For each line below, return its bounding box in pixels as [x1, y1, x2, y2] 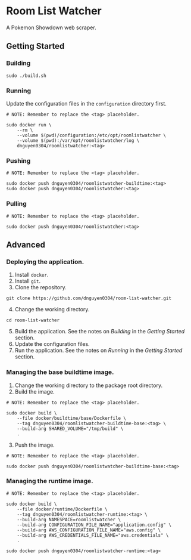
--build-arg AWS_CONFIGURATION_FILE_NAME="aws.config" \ [17, 527, 161, 533]
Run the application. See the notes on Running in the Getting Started [14, 347, 183, 354]
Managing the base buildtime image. [6, 368, 114, 376]
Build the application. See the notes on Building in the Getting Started [14, 328, 185, 335]
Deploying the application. [6, 258, 84, 266]
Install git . [14, 277, 40, 284]
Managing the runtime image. [6, 477, 93, 485]
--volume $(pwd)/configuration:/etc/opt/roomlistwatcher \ [17, 132, 167, 138]
